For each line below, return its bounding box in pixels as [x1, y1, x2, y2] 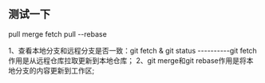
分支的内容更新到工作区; [14, 65, 95, 75]
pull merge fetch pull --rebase [8, 29, 108, 38]
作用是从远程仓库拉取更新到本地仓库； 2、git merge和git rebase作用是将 [8, 55, 247, 65]
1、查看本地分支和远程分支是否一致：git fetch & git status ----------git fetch [8, 45, 257, 55]
